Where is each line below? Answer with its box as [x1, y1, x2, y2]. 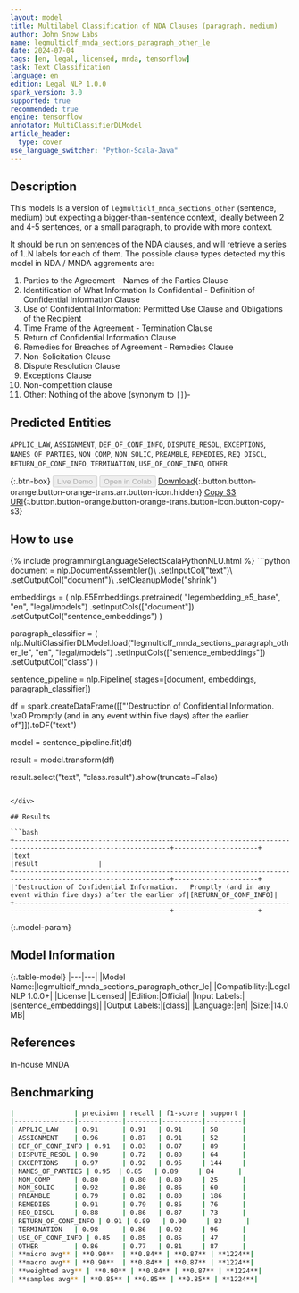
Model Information [10, 948, 116, 963]
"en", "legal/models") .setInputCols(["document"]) [10, 601, 195, 612]
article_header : [10, 130, 71, 139]
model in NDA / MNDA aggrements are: [10, 258, 154, 269]
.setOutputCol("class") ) [10, 657, 99, 667]
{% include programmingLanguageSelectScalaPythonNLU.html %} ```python [10, 556, 291, 567]
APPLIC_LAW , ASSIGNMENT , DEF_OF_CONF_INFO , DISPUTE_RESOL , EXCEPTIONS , [10, 439, 267, 449]
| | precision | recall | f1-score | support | [10, 1109, 246, 1118]
